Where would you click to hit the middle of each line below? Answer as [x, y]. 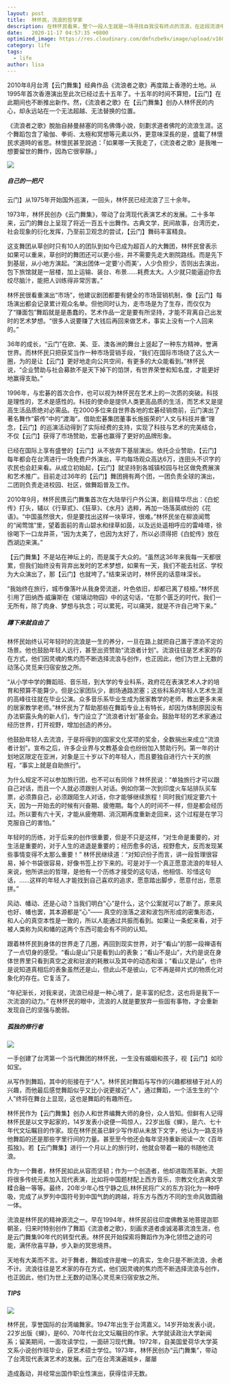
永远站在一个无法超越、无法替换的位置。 [82, 111]
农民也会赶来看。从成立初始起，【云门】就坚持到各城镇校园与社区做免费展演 [114, 467]
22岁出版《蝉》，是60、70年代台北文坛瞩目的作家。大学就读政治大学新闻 [110, 1332]
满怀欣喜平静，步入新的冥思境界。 [67, 1245]
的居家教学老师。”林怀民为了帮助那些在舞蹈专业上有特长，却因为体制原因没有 [115, 707]
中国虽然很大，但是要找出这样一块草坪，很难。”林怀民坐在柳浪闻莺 [118, 517]
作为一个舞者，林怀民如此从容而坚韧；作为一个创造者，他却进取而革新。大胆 [115, 1170]
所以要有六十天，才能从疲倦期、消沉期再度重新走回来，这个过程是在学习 [121, 814]
